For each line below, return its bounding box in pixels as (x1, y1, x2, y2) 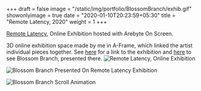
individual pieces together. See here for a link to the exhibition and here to (6, 48, 192, 56)
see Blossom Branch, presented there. (6, 55, 102, 62)
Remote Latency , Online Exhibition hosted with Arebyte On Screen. (6, 30, 174, 37)
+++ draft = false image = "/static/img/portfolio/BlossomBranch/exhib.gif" (6, 5, 192, 12)
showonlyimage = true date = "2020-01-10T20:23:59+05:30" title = (6, 12, 176, 19)
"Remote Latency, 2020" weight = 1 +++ (6, 18, 108, 25)
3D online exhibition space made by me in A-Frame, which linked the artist (6, 42, 193, 49)
